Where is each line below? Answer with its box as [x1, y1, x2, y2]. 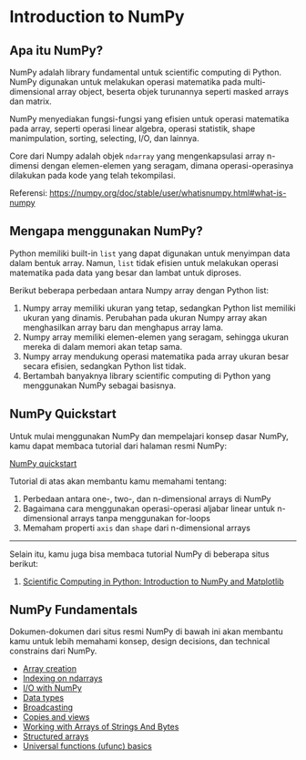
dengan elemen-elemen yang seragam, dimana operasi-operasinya [40, 160, 294, 170]
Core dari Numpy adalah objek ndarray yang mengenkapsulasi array [9, 150, 266, 161]
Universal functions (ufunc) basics [22, 741, 152, 752]
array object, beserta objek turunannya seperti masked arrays [56, 87, 290, 97]
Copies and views [22, 712, 90, 723]
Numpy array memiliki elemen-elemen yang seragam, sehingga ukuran [22, 331, 290, 343]
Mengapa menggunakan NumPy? [9, 223, 203, 239]
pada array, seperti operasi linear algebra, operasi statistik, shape [9, 123, 256, 134]
